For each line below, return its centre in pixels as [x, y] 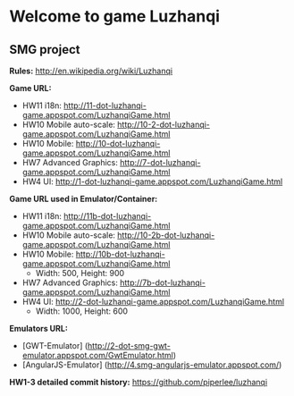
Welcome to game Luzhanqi [115, 17]
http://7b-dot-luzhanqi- [162, 282]
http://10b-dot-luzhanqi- [120, 254]
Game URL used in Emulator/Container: [84, 199]
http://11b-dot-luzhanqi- [108, 216]
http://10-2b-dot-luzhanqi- [166, 235]
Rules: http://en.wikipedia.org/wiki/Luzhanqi [91, 71]
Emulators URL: [39, 329]
